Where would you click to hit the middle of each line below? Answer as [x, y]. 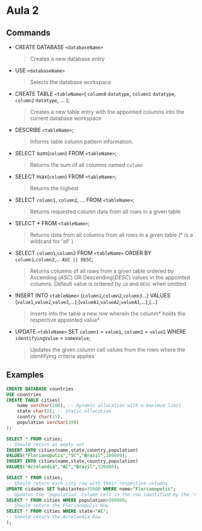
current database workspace [66, 118]
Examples [25, 375]
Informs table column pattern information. [81, 141]
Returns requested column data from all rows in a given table [105, 212]
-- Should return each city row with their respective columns [87, 483]
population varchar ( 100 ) [48, 423]
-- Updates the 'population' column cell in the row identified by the [98, 494]
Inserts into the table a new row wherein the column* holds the [108, 313]
